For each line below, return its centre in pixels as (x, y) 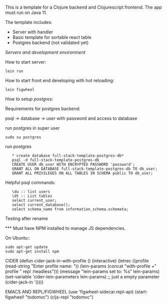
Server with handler (33, 32)
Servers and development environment (45, 52)
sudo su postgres (23, 137)
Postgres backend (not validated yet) (50, 43)
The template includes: (29, 22)
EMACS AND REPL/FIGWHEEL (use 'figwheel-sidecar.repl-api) (69, 292)
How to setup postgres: (29, 99)
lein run (14, 71)
